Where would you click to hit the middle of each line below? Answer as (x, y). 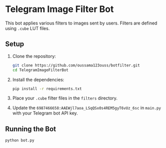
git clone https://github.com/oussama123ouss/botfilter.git (76, 65)
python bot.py (20, 140)
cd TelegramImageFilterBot (40, 70)
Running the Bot (31, 129)
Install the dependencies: (38, 79)
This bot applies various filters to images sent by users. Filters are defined (81, 23)
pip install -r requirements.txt (47, 88)
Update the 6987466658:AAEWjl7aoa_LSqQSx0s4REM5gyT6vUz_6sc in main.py (86, 108)
